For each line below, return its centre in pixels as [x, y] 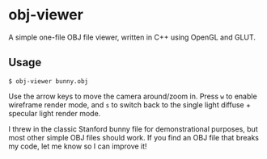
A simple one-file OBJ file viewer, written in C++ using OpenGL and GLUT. [132, 37]
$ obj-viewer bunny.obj [49, 81]
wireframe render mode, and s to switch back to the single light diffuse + [129, 105]
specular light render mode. [55, 113]
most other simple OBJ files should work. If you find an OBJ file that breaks [133, 137]
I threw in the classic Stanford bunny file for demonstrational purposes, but [133, 129]
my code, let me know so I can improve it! [78, 146]
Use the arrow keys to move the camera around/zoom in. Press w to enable [133, 96]
